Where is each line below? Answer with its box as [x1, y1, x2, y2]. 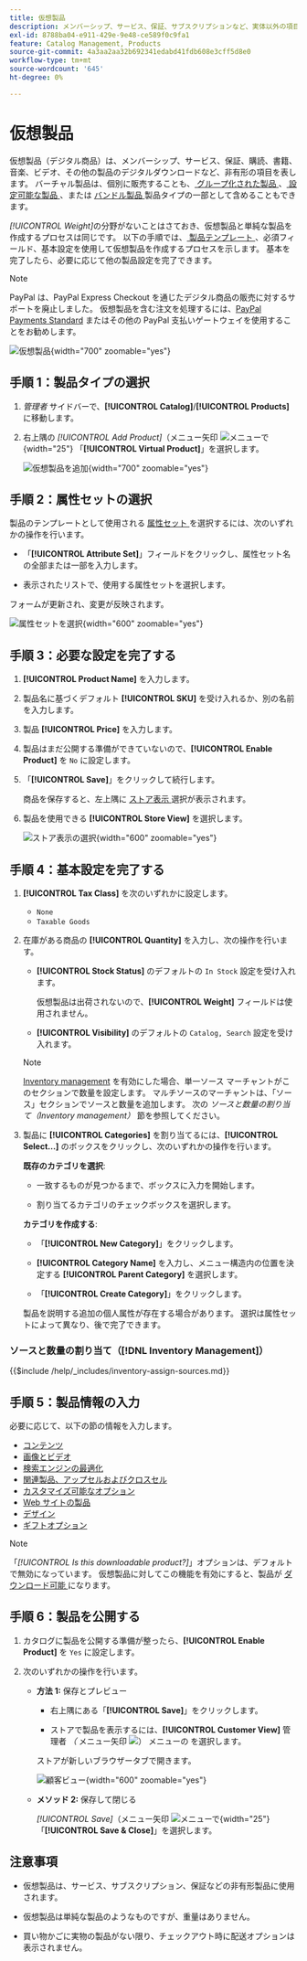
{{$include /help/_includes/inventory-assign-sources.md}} [9, 1366, 230, 1377]
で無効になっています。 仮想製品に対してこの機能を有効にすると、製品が [9, 1569, 282, 1580]
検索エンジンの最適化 [22, 1463, 103, 1474]
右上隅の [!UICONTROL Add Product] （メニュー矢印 [22, 432, 218, 442]
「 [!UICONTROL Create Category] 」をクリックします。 [36, 1288, 247, 1299]
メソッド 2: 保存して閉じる [36, 1794, 137, 1805]
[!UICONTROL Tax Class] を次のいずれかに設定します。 [22, 888, 233, 899]
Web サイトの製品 [22, 1497, 91, 1508]
